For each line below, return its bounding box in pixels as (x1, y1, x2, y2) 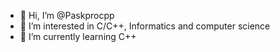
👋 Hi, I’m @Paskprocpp (19, 10, 115, 21)
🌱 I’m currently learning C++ (19, 31, 137, 42)
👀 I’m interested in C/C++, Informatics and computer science (19, 20, 271, 32)
